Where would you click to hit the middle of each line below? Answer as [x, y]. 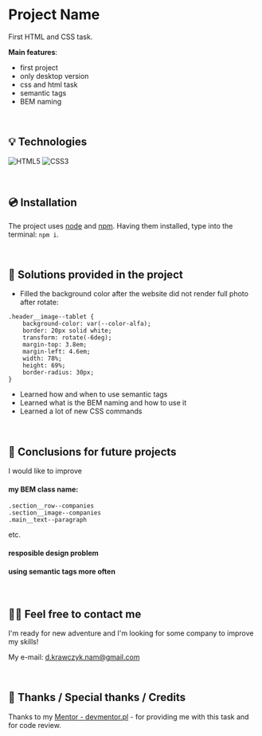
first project [39, 67]
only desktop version [54, 76]
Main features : [33, 52]
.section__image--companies [55, 513]
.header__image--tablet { [51, 317]
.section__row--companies [51, 506]
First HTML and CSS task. [51, 37]
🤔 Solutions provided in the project [96, 274]
